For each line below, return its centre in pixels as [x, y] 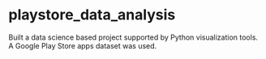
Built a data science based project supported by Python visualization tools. [133, 37]
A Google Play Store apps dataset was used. [83, 45]
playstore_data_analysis [92, 15]
